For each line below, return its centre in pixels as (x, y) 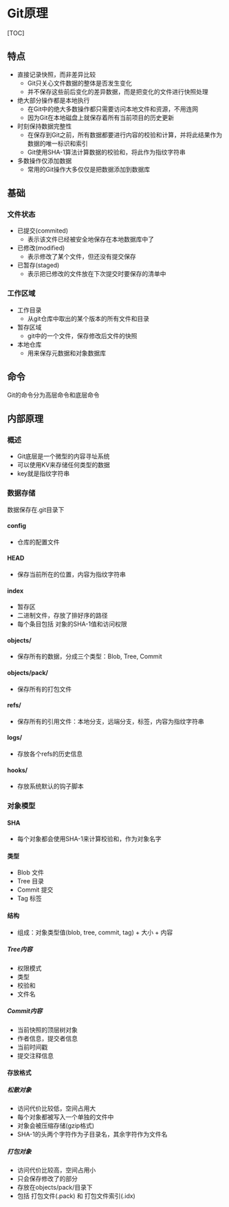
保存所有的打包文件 (44, 689)
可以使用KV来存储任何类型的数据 (63, 465)
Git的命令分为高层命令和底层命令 (53, 395)
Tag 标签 (30, 899)
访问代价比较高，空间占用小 (56, 1170)
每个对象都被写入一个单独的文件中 (65, 1117)
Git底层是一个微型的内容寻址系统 (63, 456)
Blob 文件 (31, 872)
